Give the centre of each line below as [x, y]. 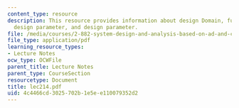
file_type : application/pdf [49, 40]
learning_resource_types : [46, 47]
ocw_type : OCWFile [34, 60]
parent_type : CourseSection [49, 73]
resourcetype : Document [43, 80]
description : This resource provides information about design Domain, [116, 21]
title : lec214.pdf [34, 87]
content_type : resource [43, 14]
